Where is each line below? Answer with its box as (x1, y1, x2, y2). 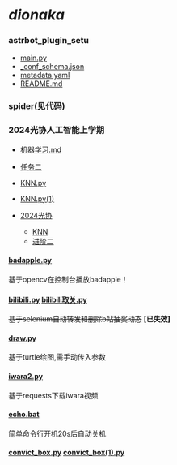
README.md (19, 79, 63, 88)
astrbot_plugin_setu (8, 35, 90, 46)
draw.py (8, 333, 37, 342)
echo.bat (8, 410, 40, 420)
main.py (19, 53, 47, 62)
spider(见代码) (8, 101, 66, 112)
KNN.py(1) (19, 193, 55, 204)
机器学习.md (19, 144, 62, 154)
